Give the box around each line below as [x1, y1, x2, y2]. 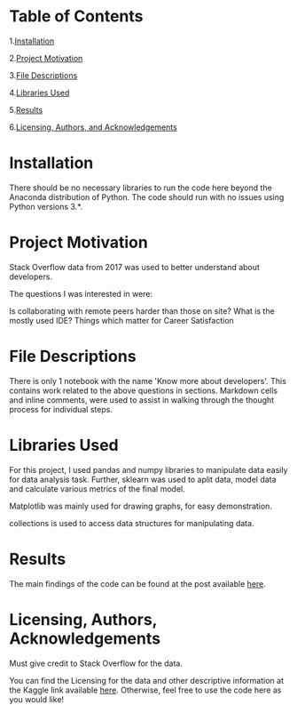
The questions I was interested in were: [9, 288, 153, 299]
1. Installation [9, 36, 55, 46]
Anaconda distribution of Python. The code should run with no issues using [9, 191, 285, 202]
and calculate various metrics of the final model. [9, 483, 186, 494]
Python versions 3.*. [9, 201, 82, 212]
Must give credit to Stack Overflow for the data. [9, 658, 184, 669]
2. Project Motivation [9, 52, 83, 63]
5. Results [9, 104, 43, 115]
